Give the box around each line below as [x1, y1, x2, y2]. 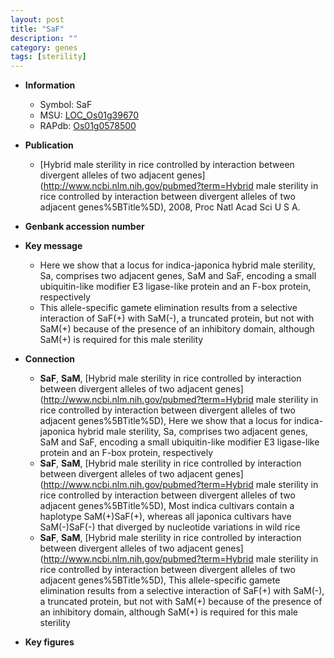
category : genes [10, 42, 78, 53]
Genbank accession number [24, 221, 145, 233]
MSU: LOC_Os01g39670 [39, 109, 140, 121]
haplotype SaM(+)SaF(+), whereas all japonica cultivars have [39, 511, 292, 523]
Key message [24, 240, 83, 252]
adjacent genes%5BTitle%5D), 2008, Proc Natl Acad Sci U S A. [39, 201, 301, 213]
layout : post [10, 14, 65, 25]
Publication [24, 139, 74, 151]
